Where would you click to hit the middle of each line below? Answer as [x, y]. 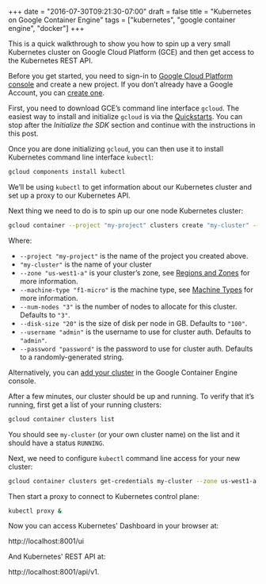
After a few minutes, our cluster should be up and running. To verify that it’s [131, 396]
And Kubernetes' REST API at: [57, 557]
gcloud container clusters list [61, 419]
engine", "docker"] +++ [46, 28]
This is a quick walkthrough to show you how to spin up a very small [120, 44]
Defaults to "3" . [45, 315]
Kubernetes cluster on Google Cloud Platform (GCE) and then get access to [131, 52]
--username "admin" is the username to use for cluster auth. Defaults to [135, 332]
